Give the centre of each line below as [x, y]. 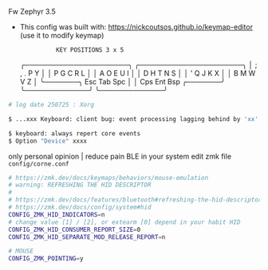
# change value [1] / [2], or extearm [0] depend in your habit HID [124, 222]
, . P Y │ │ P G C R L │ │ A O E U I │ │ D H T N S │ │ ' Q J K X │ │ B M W [138, 73]
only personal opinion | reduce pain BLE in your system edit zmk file [120, 156]
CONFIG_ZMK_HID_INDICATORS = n [57, 214]
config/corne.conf [39, 164]
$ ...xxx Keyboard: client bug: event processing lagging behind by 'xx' [134, 119]
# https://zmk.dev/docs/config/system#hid [80, 207]
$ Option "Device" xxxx [48, 141]
